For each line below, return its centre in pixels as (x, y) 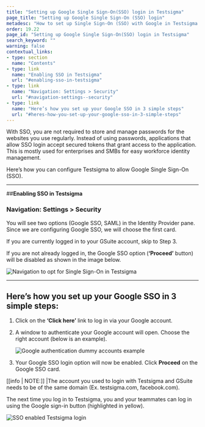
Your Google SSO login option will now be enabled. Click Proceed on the (106, 363)
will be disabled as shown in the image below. (64, 259)
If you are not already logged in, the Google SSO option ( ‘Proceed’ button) (100, 253)
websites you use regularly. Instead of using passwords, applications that (99, 138)
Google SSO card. (38, 369)
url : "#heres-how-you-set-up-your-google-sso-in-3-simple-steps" (97, 114)
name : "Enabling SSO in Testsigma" (57, 75)
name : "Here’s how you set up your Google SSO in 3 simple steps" (98, 109)
